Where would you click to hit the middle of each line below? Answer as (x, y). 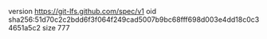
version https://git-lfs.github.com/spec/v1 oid (82, 11)
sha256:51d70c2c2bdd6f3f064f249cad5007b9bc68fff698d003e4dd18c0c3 (134, 19)
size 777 (56, 28)
